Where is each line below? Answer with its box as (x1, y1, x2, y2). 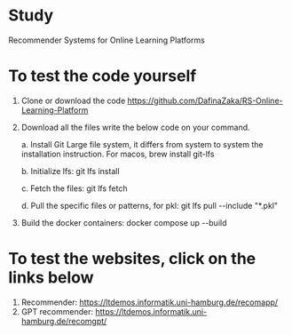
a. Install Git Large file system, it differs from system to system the (20, 139, 264, 149)
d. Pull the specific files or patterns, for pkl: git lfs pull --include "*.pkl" (20, 200, 279, 211)
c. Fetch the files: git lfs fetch (20, 183, 128, 194)
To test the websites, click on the (8, 249, 256, 269)
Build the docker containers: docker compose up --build (20, 217, 227, 227)
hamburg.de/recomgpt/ (20, 315, 107, 326)
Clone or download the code (20, 95, 126, 106)
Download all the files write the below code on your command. (20, 122, 250, 132)
